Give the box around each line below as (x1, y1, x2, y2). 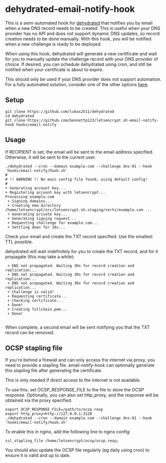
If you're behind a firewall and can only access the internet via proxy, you (5, 357, 156, 363)
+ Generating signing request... (7, 216, 77, 221)
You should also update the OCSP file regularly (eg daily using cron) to (5, 447, 150, 453)
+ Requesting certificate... (7, 293, 68, 299)
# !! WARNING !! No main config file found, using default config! (5, 177, 148, 182)
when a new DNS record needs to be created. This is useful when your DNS (5, 25, 161, 31)
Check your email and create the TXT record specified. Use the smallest (5, 233, 153, 239)
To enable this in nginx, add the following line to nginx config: (5, 429, 131, 435)
